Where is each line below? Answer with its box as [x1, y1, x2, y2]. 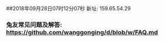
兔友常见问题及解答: [6, 21, 63, 29]
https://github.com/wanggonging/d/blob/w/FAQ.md [6, 28, 158, 36]
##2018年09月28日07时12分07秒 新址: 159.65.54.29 [6, 5, 131, 12]
